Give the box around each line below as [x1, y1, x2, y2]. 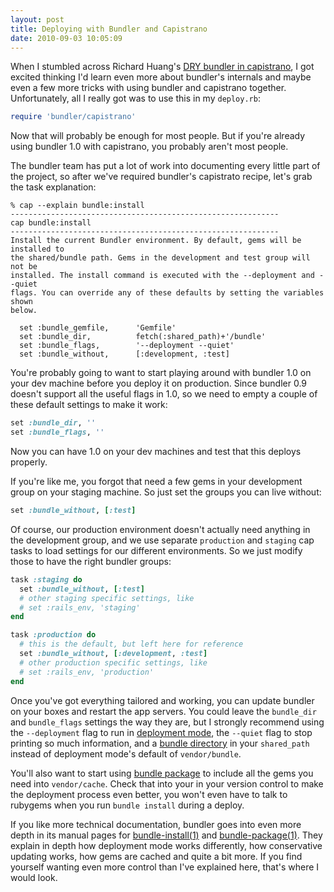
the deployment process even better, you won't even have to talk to [10, 788, 288, 800]
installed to [10, 244, 65, 255]
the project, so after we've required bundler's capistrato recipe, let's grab [10, 171, 313, 183]
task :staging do [10, 574, 83, 585]
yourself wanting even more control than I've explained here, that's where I [10, 861, 320, 873]
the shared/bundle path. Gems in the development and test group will [10, 253, 311, 263]
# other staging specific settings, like [19, 593, 195, 603]
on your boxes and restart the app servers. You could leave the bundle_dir [10, 705, 317, 717]
